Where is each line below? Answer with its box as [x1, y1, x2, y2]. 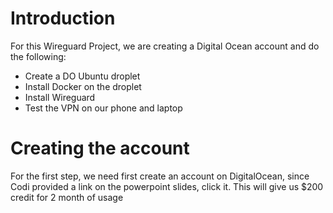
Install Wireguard [24, 91, 96, 103]
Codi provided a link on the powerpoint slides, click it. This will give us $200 [10, 180, 324, 192]
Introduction [10, 7, 116, 30]
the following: [10, 50, 67, 62]
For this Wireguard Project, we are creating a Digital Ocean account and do [10, 40, 320, 52]
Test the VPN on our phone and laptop [24, 102, 183, 114]
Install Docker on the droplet [24, 80, 142, 92]
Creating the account [10, 137, 190, 160]
